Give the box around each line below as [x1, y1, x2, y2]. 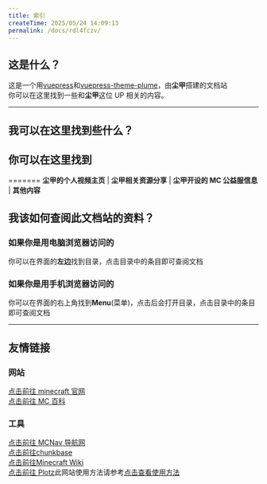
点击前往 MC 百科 [8, 396, 66, 406]
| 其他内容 [8, 185, 41, 195]
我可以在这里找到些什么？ [8, 123, 133, 137]
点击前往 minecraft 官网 [8, 387, 86, 396]
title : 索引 [8, 11, 45, 20]
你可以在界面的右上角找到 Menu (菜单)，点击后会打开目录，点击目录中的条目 [8, 298, 256, 307]
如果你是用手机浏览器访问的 [8, 279, 114, 289]
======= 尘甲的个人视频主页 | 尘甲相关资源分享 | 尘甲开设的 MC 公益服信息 [8, 176, 258, 185]
